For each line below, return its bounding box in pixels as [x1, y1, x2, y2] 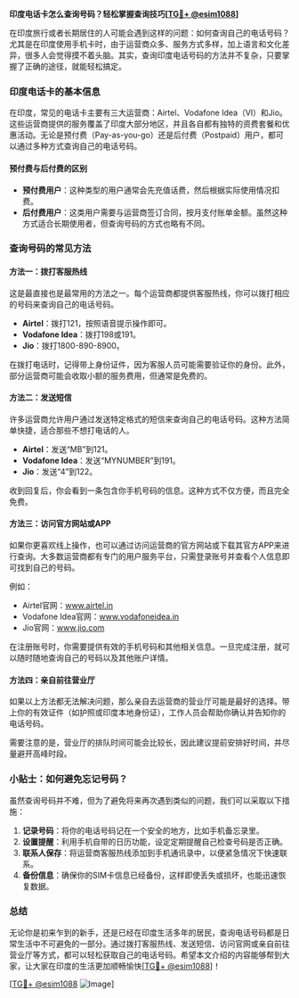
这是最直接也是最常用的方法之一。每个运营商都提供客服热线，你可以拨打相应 [9, 287, 290, 298]
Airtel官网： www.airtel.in [21, 600, 114, 611]
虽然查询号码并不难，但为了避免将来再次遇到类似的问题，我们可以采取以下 [9, 795, 282, 805]
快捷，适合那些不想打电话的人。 [16, 425, 134, 435]
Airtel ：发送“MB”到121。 [21, 443, 113, 454]
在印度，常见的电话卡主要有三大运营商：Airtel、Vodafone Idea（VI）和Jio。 [9, 107, 287, 119]
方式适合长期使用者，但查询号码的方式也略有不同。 [21, 218, 210, 228]
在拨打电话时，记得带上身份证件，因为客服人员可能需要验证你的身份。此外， [9, 359, 290, 369]
